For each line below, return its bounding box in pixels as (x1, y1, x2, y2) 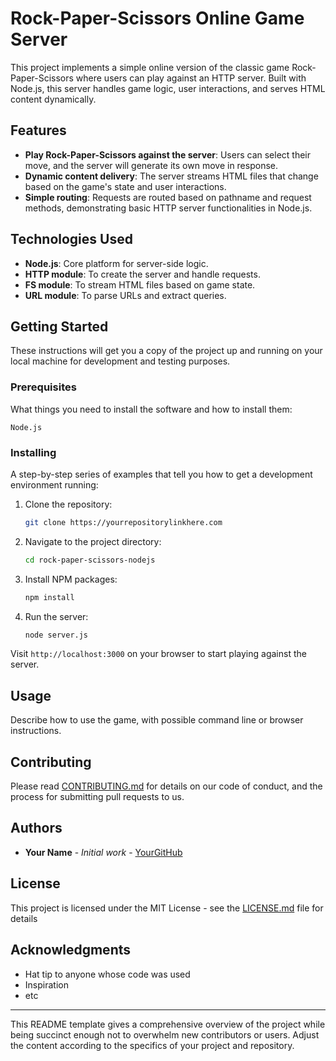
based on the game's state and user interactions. (24, 180, 227, 192)
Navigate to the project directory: (24, 535, 162, 547)
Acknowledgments (10, 942, 132, 959)
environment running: (10, 478, 99, 491)
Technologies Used (10, 231, 133, 248)
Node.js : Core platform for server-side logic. (24, 257, 209, 269)
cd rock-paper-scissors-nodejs (24, 555, 156, 565)
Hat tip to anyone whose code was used (24, 968, 191, 980)
